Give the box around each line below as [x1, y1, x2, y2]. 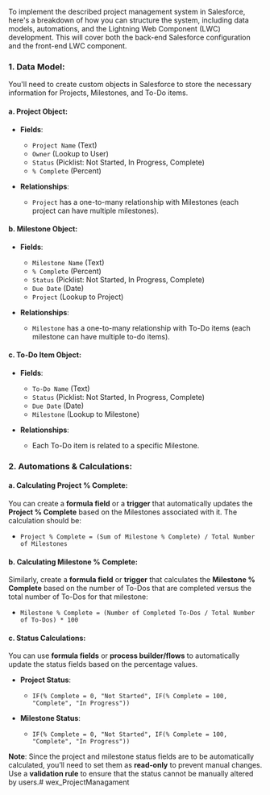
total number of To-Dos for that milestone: [8, 592, 149, 601]
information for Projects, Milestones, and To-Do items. [8, 88, 189, 98]
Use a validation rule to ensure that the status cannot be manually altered [8, 769, 254, 779]
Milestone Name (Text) [31, 257, 105, 267]
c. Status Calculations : [8, 633, 86, 643]
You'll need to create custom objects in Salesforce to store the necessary [8, 80, 252, 89]
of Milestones [19, 540, 68, 548]
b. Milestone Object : [8, 224, 78, 234]
